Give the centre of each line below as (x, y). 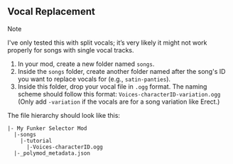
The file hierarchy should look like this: (64, 115)
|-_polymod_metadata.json (52, 153)
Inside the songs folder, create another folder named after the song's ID (121, 71)
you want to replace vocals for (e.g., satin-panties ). (94, 79)
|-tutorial (36, 141)
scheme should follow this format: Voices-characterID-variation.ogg (119, 94)
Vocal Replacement (52, 12)
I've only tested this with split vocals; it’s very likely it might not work (107, 43)
